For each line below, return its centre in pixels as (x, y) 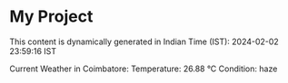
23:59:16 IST (33, 51)
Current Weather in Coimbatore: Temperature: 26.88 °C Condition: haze (144, 69)
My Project (51, 17)
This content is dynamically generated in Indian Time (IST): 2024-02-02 (144, 41)
